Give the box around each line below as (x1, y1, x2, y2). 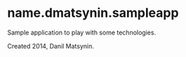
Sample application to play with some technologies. (7, 28, 157, 37)
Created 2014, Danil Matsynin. (7, 42, 95, 50)
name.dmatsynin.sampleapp (7, 5, 179, 21)
